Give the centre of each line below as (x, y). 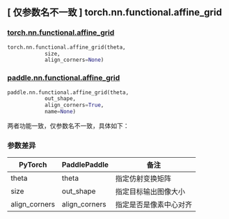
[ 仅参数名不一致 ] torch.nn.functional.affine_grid (115, 13)
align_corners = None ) (74, 60)
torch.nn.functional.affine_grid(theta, (67, 47)
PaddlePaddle (85, 165)
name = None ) (60, 112)
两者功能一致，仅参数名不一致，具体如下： (68, 126)
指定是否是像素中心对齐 (154, 205)
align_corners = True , (74, 105)
